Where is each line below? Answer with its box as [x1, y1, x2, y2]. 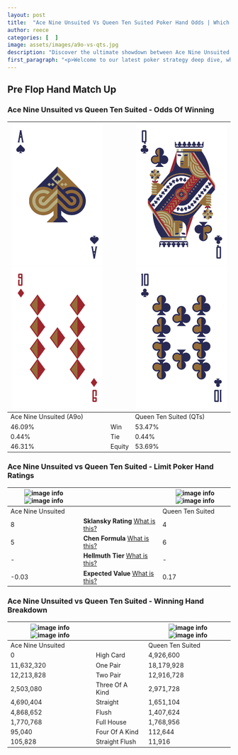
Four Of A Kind [95, 728, 139, 737]
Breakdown [7, 605, 47, 615]
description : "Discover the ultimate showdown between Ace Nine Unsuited [7, 49, 230, 56]
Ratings [7, 471, 35, 481]
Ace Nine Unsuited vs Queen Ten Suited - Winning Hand [7, 597, 204, 607]
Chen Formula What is [83, 534, 149, 543]
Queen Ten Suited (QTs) [135, 413, 205, 421]
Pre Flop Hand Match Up [7, 84, 117, 96]
